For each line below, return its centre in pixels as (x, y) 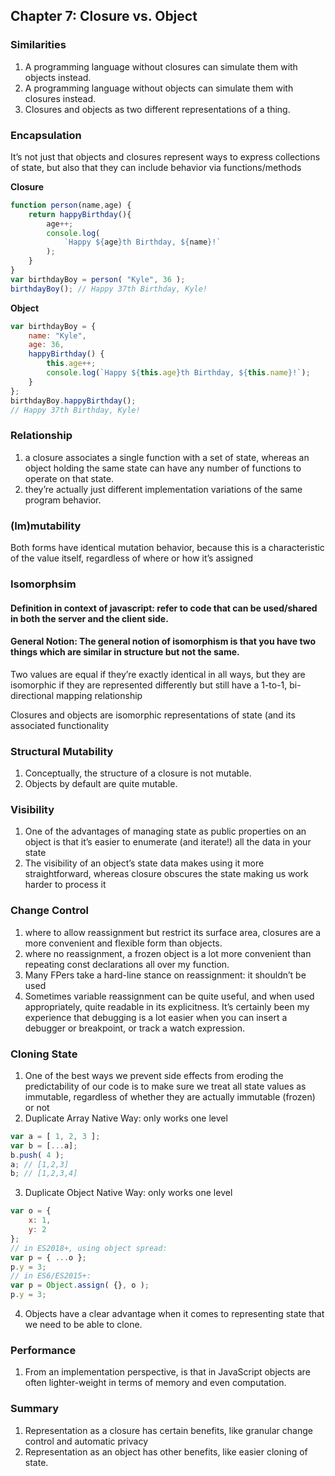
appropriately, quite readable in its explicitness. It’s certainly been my (167, 1006)
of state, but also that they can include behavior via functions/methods (156, 167)
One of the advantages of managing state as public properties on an (165, 831)
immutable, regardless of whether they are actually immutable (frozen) (170, 1096)
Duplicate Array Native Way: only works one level (126, 1118)
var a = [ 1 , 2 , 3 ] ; (55, 1136)
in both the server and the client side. (89, 618)
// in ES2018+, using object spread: (89, 1248)
